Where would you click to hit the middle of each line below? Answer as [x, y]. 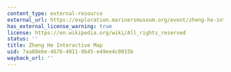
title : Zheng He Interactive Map [55, 45]
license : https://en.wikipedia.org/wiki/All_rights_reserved [97, 33]
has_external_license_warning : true [59, 26]
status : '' [23, 39]
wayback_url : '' [30, 58]
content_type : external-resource [55, 13]
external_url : [27, 20]
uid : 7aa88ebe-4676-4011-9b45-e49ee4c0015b [70, 52]
